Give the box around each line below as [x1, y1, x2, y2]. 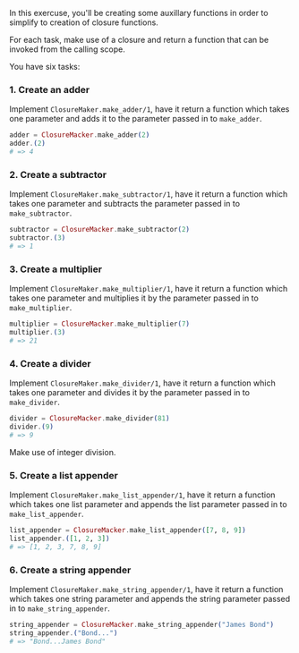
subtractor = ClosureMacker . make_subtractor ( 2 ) [9, 225, 191, 234]
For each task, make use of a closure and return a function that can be [9, 35, 269, 45]
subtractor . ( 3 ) [9, 233, 66, 242]
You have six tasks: [9, 62, 81, 72]
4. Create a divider [9, 357, 91, 369]
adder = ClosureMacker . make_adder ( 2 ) [9, 131, 150, 140]
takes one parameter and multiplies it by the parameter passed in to [9, 293, 260, 303]
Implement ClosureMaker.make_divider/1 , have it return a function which [9, 377, 276, 388]
